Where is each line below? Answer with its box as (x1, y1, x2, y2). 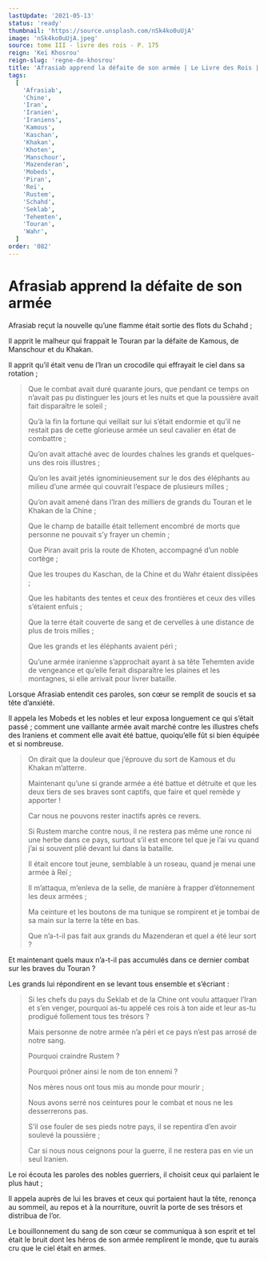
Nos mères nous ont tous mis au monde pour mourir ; (27, 1082, 205, 1091)
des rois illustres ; (42, 457, 101, 467)
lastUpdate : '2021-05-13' (8, 11, 94, 20)
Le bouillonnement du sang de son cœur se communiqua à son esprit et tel (8, 1226, 256, 1235)
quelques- (220, 449, 255, 459)
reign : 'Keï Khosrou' (8, 49, 81, 57)
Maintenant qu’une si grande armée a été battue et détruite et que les (27, 778, 258, 788)
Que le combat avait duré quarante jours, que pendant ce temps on (27, 384, 250, 393)
